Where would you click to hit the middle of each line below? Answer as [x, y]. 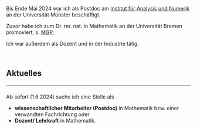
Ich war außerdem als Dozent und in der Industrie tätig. [73, 44]
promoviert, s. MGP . [30, 32]
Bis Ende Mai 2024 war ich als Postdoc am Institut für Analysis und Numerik [98, 9]
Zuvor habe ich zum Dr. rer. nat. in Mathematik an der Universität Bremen [94, 26]
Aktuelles [24, 74]
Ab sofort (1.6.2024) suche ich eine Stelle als [60, 97]
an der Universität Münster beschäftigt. [53, 15]
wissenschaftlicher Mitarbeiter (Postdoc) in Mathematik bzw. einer [97, 108]
